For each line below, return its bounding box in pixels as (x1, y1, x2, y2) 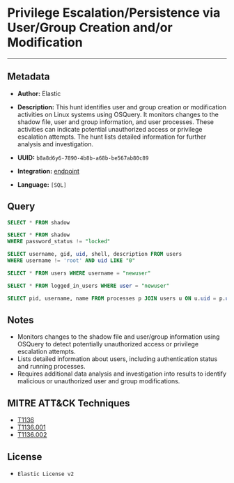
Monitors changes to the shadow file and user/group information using (17, 332, 220, 341)
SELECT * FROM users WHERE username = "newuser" (7, 270, 151, 277)
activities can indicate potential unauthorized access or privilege (17, 125, 203, 133)
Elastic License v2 (17, 470, 75, 477)
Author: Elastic (17, 89, 61, 98)
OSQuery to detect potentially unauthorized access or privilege (17, 340, 199, 348)
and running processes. (17, 362, 86, 371)
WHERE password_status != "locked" (7, 238, 111, 245)
